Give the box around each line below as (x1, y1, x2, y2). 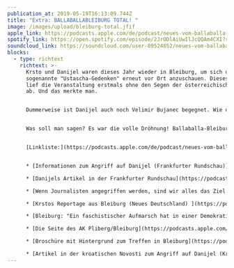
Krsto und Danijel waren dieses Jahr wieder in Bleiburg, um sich (25, 68, 223, 75)
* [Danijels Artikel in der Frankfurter (25, 175, 145, 182)
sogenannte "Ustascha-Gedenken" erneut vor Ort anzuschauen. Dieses (25, 74, 229, 82)
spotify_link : (7, 36, 49, 43)
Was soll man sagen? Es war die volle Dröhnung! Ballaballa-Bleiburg (25, 125, 232, 132)
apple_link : (7, 29, 42, 37)
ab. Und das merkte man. (25, 88, 98, 95)
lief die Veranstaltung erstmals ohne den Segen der (25, 81, 182, 88)
